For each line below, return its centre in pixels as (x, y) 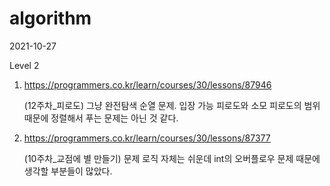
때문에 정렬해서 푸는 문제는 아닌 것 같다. (101, 118)
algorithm (50, 18)
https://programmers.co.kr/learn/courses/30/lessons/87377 (147, 138)
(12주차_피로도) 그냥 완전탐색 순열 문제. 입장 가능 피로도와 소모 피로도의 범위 (172, 105)
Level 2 (24, 65)
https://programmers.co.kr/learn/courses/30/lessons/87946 (147, 84)
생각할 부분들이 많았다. (68, 171)
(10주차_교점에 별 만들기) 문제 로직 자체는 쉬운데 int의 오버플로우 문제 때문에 (172, 158)
